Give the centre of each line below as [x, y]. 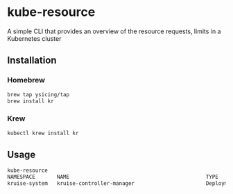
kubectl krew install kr [43, 133]
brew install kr [31, 101]
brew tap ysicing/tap [38, 94]
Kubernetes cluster [34, 38]
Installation [32, 61]
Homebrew [26, 80]
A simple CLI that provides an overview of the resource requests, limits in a [114, 31]
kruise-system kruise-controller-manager [71, 184]
